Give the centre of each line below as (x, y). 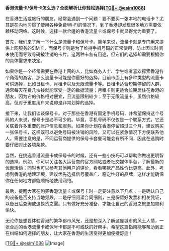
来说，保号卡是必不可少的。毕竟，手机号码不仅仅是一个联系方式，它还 (91, 119)
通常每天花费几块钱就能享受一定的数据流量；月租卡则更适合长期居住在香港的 (84, 90)
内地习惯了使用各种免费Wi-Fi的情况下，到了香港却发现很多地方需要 (88, 25)
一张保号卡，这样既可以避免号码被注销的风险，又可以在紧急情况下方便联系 (82, 132)
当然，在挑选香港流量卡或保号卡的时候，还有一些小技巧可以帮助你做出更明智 (84, 155)
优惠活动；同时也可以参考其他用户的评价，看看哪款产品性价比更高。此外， (82, 168)
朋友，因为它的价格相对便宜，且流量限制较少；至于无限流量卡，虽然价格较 (82, 96)
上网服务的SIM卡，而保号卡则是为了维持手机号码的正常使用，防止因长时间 (86, 48)
